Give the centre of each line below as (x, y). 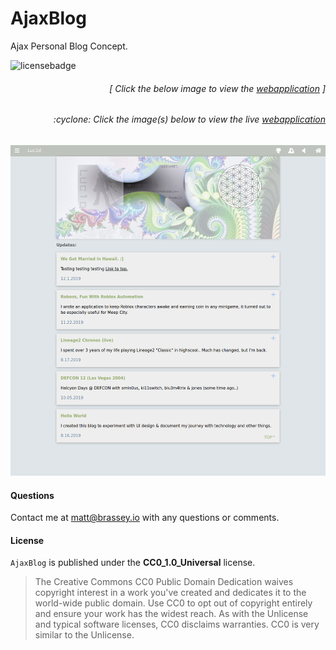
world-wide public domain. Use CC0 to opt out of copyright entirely (173, 603)
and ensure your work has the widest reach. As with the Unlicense (171, 614)
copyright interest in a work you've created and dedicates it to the (170, 593)
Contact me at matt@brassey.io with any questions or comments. (145, 518)
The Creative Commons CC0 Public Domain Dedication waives (164, 582)
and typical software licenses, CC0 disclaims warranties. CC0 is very (177, 624)
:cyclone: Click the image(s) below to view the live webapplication (189, 119)
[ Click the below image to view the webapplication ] (217, 88)
